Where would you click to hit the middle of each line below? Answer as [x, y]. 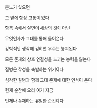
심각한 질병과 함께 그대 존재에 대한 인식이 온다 [49, 80]
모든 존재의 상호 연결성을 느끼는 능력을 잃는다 [48, 59]
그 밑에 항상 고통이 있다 [27, 18]
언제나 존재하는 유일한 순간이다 [35, 101]
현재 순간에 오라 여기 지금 [29, 90]
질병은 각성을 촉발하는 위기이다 [35, 69]
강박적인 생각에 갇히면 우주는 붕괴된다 [41, 49]
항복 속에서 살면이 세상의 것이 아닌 [38, 28]
